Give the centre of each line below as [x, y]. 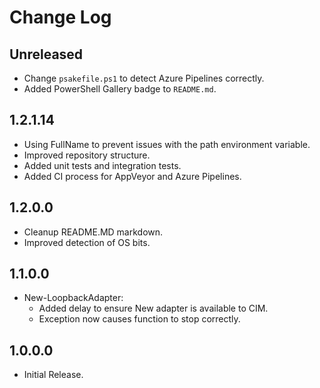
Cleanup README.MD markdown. [93, 232]
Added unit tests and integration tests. [102, 165]
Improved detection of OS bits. [87, 242]
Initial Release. [53, 375]
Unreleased [46, 54]
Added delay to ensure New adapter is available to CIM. [153, 308]
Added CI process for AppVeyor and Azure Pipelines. [132, 176]
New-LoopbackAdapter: [73, 298]
